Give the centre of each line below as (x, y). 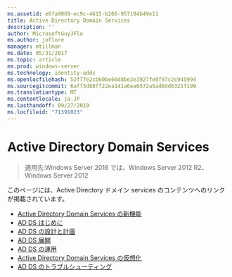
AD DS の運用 (37, 249)
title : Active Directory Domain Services (69, 20)
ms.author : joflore (36, 40)
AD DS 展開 (34, 240)
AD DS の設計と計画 (46, 231)
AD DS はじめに (40, 222)
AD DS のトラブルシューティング (65, 266)
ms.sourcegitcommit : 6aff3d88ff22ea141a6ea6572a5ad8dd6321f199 (102, 86)
